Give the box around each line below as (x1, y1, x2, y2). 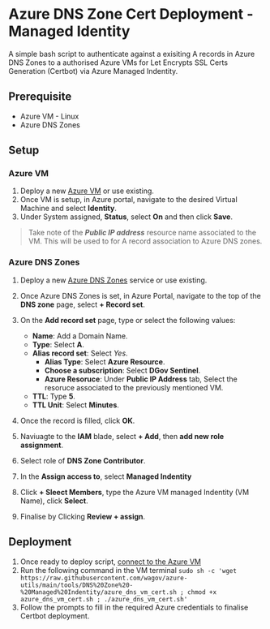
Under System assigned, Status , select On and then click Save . (19, 212, 234, 222)
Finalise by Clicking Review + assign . (19, 511, 146, 521)
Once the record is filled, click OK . (19, 416, 135, 425)
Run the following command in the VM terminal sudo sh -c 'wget (19, 565, 238, 575)
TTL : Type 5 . (32, 391, 75, 401)
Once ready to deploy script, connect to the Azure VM (19, 557, 201, 567)
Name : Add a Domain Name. (32, 330, 128, 341)
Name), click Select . (19, 496, 89, 506)
